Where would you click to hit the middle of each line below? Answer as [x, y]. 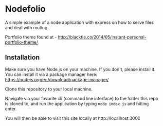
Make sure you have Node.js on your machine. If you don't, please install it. [80, 69]
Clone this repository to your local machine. [49, 89]
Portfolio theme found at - [31, 37]
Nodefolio [25, 9]
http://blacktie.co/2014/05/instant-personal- [102, 37]
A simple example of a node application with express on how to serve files [80, 22]
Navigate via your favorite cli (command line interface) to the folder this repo [81, 98]
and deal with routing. [27, 27]
